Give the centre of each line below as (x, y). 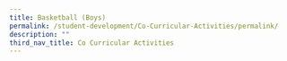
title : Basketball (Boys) (57, 17)
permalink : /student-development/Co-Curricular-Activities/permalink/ (144, 26)
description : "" (39, 34)
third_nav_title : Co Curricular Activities (92, 43)
